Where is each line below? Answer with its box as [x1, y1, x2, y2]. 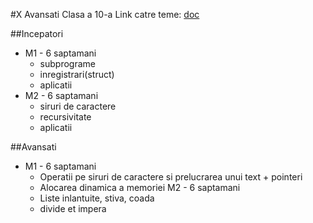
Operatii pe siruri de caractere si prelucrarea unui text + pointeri [39, 171, 303, 183]
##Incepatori [10, 28, 64, 39]
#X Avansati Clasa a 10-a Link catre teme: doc [10, 9, 200, 20]
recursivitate [39, 111, 92, 123]
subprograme [39, 58, 96, 69]
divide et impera [39, 203, 107, 214]
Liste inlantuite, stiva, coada [39, 192, 155, 204]
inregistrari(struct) [39, 69, 115, 80]
